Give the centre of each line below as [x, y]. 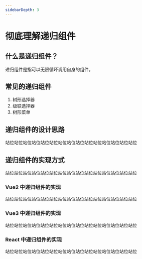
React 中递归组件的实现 [34, 239]
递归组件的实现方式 [35, 160]
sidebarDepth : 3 [22, 10]
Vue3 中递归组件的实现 [33, 213]
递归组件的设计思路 [35, 129]
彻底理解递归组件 [41, 36]
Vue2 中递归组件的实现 [33, 187]
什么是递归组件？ [32, 56]
